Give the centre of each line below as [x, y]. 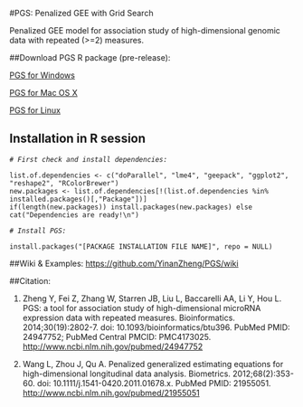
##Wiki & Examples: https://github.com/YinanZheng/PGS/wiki [124, 263]
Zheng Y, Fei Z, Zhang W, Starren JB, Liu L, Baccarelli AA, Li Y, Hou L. [152, 298]
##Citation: [30, 280]
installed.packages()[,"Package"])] [78, 199]
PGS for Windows [42, 75]
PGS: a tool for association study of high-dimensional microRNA [142, 308]
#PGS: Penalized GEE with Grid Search [81, 13]
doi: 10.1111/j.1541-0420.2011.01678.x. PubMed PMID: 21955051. [154, 383]
